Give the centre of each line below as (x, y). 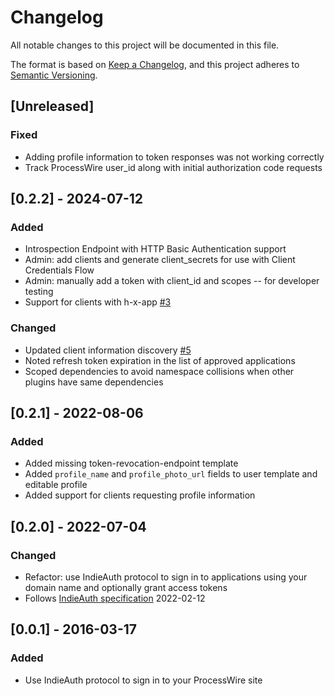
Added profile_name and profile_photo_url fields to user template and (171, 474)
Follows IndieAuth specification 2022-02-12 (115, 598)
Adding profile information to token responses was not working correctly (174, 157)
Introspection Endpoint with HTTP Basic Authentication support (155, 249)
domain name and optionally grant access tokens (126, 587)
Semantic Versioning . (54, 75)
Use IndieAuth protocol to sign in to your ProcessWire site (143, 680)
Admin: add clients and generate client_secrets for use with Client (160, 260)
